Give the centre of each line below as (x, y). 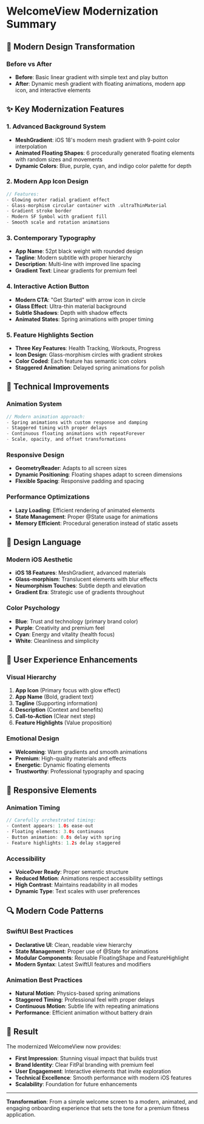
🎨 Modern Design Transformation (71, 47)
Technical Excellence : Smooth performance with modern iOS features (103, 1077)
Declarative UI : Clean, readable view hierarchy (73, 944)
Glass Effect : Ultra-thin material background (71, 306)
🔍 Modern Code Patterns (55, 911)
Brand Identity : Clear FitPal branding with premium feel (84, 1064)
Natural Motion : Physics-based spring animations (78, 993)
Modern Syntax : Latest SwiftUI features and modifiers (83, 964)
